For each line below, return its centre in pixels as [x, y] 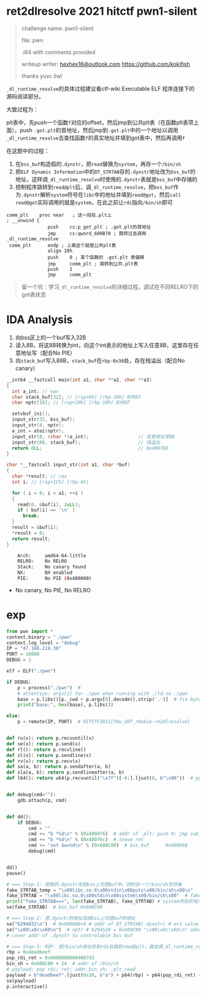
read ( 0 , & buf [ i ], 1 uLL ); [49, 504]
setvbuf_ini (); [31, 414]
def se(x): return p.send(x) [44, 744]
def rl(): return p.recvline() [46, 750]
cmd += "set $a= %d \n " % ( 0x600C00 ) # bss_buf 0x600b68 [108, 845]
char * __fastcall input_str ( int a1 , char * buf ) [68, 465]
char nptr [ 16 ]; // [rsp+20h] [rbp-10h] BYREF [71, 403]
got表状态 [34, 294]
